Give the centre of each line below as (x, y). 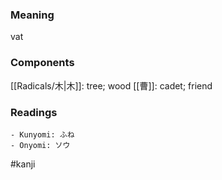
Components (42, 63)
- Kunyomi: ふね (42, 134)
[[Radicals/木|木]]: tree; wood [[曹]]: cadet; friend (111, 85)
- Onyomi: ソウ (40, 145)
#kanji (23, 164)
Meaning (32, 15)
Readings (34, 112)
